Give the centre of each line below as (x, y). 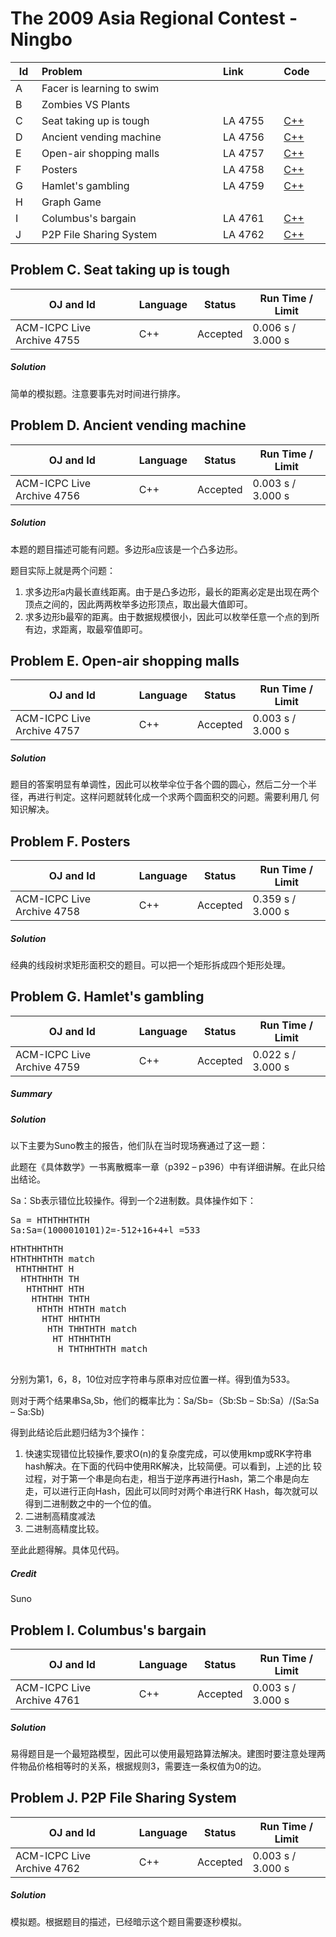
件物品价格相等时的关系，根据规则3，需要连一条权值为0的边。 (138, 1766)
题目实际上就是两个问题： (63, 570)
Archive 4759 (48, 1067)
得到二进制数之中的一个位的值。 (90, 1504)
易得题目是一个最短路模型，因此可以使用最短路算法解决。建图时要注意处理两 (168, 1753)
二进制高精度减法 (60, 1516)
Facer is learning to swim (100, 88)
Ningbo (41, 39)
